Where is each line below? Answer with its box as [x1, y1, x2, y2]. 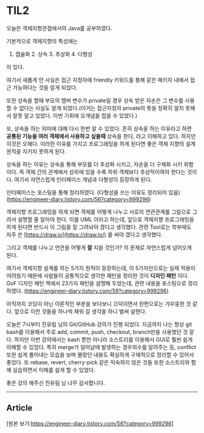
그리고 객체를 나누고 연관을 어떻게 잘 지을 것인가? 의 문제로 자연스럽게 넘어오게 [6, 244, 192, 251]
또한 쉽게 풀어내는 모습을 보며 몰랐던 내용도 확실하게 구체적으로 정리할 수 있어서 [6, 351, 194, 358]
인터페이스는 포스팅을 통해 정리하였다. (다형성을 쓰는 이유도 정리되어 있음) [6, 189, 180, 196]
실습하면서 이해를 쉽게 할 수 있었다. [12, 366, 95, 373]
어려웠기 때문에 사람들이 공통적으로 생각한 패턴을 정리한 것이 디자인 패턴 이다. [6, 272, 189, 279]
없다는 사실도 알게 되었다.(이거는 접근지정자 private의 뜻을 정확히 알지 [19, 104, 184, 111]
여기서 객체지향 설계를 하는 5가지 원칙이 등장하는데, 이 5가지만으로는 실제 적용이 [6, 264, 195, 271]
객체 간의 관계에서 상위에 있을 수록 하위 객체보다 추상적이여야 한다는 [25, 168, 186, 175]
